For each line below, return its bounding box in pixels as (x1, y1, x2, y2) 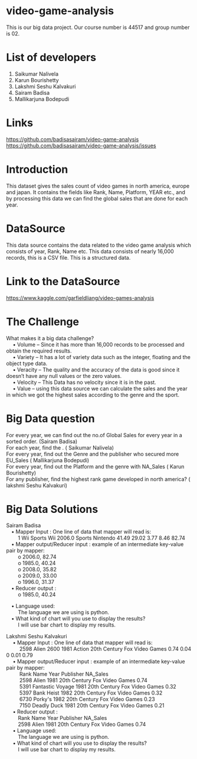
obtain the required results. (6, 347, 72, 354)
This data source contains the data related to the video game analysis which (6, 241, 192, 248)
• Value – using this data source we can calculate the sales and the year (12, 385, 188, 392)
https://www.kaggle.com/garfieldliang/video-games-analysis (6, 294, 155, 301)
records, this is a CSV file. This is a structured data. (6, 254, 131, 261)
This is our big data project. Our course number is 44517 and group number (6, 24, 190, 31)
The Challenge (6, 315, 80, 328)
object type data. (6, 360, 48, 367)
